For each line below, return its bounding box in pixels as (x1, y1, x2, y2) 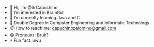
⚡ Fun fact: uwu (9, 37, 41, 43)
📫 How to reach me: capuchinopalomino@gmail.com (9, 25, 116, 31)
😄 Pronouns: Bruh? (9, 32, 49, 38)
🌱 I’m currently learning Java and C (9, 15, 80, 20)
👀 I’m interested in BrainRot (9, 10, 64, 15)
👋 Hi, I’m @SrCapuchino (9, 5, 58, 10)
